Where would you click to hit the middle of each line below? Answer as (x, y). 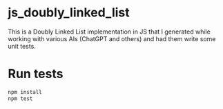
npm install (25, 92)
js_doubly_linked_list (69, 13)
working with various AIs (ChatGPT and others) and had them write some (112, 38)
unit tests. (22, 46)
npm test (20, 98)
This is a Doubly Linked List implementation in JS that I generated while (109, 32)
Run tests (36, 74)
